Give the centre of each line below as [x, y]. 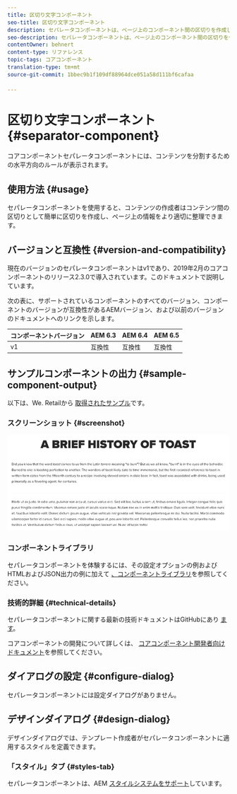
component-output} [52, 385]
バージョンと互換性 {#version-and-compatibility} [117, 250]
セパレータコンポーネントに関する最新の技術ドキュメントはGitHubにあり [113, 619]
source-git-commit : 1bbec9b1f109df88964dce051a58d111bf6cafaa [101, 74]
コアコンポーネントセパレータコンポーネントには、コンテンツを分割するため [119, 156]
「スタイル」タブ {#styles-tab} [61, 766]
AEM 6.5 [166, 335]
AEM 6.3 [103, 335]
